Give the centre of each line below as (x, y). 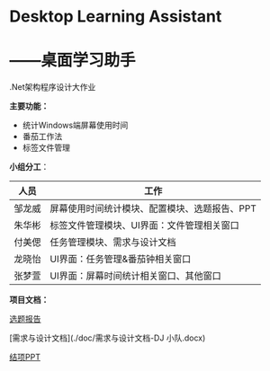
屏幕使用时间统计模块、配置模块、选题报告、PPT (153, 208)
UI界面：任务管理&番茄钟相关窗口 (121, 260)
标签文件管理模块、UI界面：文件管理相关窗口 (145, 225)
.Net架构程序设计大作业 (53, 87)
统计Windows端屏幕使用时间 (75, 125)
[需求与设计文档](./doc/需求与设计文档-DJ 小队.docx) (108, 338)
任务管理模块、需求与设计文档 (113, 243)
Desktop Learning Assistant (116, 17)
